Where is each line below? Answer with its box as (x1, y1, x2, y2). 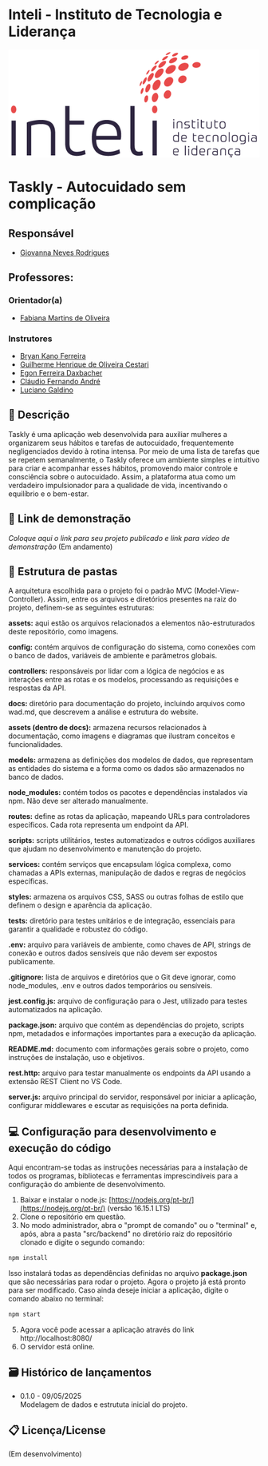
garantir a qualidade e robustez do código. (8, 924, 148, 934)
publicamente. (8, 957, 56, 967)
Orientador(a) (8, 295, 63, 306)
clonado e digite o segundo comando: (19, 1238, 145, 1247)
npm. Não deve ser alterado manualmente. (8, 797, 149, 806)
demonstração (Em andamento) (8, 542, 113, 551)
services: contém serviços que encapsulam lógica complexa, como (8, 860, 231, 869)
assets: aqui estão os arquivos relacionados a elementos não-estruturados (8, 618, 255, 628)
